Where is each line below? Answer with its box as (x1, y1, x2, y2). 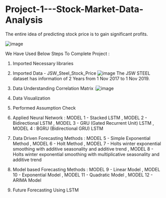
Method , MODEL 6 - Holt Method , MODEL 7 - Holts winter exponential (12, 140, 161, 146)
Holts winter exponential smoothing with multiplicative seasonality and (12, 151, 160, 157)
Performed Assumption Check (12, 105, 76, 111)
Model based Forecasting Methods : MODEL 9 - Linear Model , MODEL (12, 166, 160, 172)
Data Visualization (12, 95, 51, 101)
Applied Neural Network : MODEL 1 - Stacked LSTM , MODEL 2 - (12, 115, 148, 121)
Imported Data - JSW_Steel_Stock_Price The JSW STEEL (12, 70, 151, 76)
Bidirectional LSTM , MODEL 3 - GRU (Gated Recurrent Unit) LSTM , (12, 120, 154, 126)
